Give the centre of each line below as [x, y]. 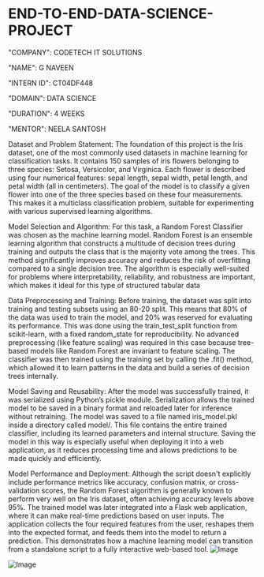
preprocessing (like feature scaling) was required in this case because [122, 342]
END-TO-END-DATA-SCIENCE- [111, 14]
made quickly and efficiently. [55, 458]
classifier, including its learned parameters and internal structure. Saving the [132, 433]
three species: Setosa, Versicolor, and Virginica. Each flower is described [127, 169]
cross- [228, 481]
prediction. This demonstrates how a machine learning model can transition [131, 541]
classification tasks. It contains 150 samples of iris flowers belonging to [123, 161]
